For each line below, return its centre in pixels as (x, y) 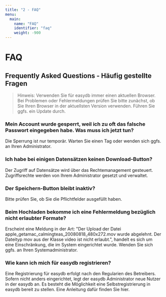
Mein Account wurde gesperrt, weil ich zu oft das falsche (75, 124)
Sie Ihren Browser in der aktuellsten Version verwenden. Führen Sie (86, 106)
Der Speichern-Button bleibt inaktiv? (50, 188)
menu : (11, 14)
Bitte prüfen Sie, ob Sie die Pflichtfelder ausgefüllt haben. (64, 199)
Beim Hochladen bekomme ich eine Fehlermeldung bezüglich (81, 212)
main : (15, 19)
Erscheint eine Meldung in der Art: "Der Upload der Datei (63, 229)
